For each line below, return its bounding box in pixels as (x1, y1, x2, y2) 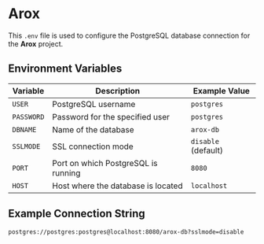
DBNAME (12, 125, 37, 134)
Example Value (192, 85, 250, 96)
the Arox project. (8, 39, 64, 48)
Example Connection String (8, 207, 145, 220)
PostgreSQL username (52, 98, 136, 109)
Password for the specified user (52, 111, 170, 122)
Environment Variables (8, 62, 123, 76)
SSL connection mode (52, 141, 134, 152)
